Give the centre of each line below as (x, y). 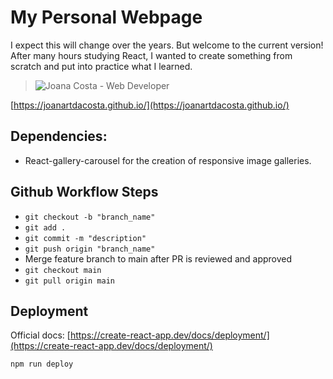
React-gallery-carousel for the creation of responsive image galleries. (168, 160)
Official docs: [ (40, 335)
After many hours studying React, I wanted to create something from (151, 55)
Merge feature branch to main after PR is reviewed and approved (158, 258)
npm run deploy (42, 364)
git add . (45, 227)
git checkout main (63, 270)
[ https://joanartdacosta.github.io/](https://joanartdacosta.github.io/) (150, 105)
